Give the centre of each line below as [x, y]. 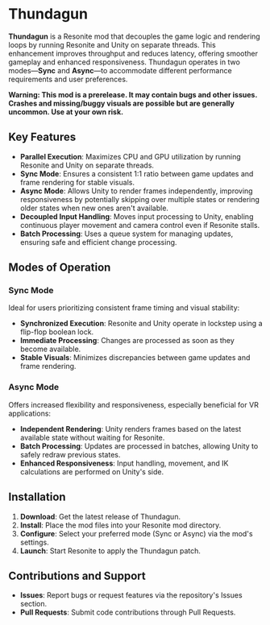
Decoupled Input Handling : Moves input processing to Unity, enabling [137, 216]
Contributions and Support [77, 575]
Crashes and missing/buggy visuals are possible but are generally [122, 103]
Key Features [42, 137]
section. [33, 604]
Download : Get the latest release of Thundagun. [100, 516]
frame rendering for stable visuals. [77, 182]
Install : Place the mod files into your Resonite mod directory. [120, 525]
